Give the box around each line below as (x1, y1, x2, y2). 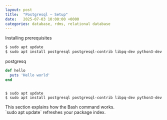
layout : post (5, 7, 32, 12)
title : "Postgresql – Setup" (5, 12, 68, 17)
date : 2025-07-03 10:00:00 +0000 (5, 16, 79, 21)
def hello (5, 68, 26, 73)
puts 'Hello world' (9, 72, 50, 77)
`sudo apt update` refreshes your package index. (5, 109, 106, 115)
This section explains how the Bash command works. (5, 103, 115, 110)
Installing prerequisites (5, 35, 52, 41)
